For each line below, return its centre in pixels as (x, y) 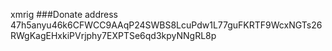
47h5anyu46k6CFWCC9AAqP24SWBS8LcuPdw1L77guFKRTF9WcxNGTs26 (166, 25)
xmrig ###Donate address (64, 14)
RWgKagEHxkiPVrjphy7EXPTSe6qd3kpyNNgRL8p (113, 35)
